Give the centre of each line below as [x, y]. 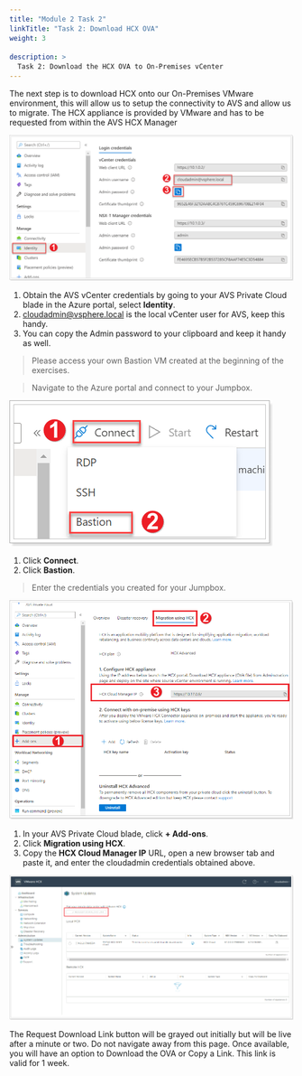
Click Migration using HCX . [74, 844]
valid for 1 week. [40, 1062]
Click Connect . [50, 561]
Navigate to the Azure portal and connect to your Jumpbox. [142, 388]
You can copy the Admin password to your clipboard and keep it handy [154, 333]
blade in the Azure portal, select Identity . [99, 305]
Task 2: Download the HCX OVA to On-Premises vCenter [120, 67]
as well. [37, 343]
